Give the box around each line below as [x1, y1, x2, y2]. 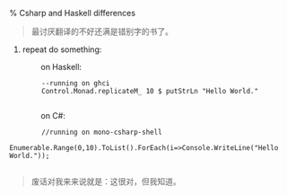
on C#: [40, 111, 65, 120]
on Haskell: [40, 62, 83, 72]
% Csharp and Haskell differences [9, 8, 136, 18]
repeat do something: [22, 44, 102, 55]
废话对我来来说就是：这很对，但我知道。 [30, 176, 181, 187]
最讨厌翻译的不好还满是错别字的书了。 [30, 26, 173, 37]
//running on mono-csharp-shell [41, 128, 163, 137]
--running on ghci [41, 79, 110, 88]
